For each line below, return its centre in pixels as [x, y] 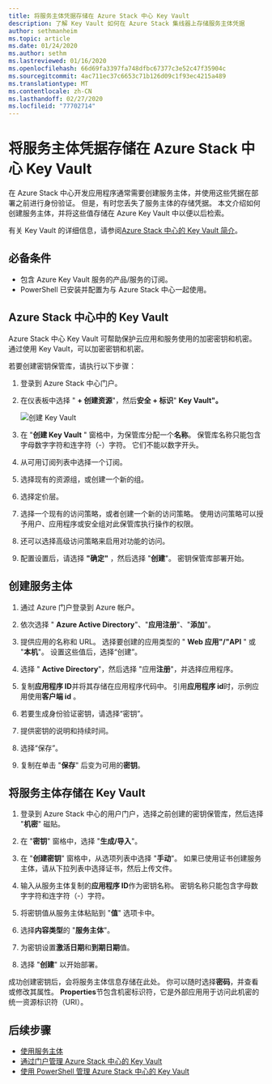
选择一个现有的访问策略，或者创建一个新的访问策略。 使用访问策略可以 [138, 513]
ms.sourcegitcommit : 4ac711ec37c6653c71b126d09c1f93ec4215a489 [117, 76]
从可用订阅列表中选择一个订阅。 [73, 461]
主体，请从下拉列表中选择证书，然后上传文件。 [98, 869]
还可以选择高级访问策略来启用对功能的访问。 [95, 541]
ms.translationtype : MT [49, 83]
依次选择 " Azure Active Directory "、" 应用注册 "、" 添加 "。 [117, 624]
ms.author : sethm [38, 53]
